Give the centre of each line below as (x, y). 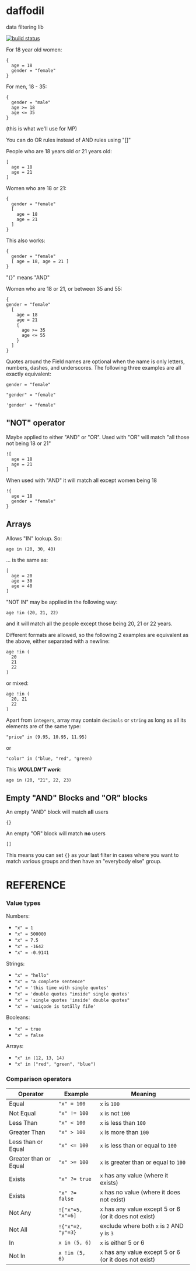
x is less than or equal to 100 (138, 1146)
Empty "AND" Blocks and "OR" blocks (77, 798)
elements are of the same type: (43, 726)
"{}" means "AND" (28, 277)
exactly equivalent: (29, 374)
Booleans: (18, 1017)
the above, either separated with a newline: (58, 641)
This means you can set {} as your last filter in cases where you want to (92, 855)
